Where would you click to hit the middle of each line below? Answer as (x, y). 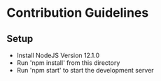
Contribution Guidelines (78, 13)
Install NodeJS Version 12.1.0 (58, 55)
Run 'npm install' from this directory (68, 63)
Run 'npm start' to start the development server (85, 70)
